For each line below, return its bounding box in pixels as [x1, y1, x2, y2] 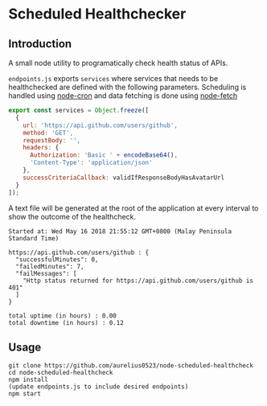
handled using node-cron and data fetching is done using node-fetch [8, 91, 238, 100]
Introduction [8, 37, 72, 51]
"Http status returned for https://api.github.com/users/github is [23, 277, 253, 285]
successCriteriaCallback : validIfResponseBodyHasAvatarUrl [23, 174, 225, 182]
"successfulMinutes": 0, [15, 255, 99, 264]
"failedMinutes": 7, [15, 262, 84, 270]
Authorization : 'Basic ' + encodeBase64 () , [29, 151, 179, 159]
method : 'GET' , [23, 129, 74, 137]
